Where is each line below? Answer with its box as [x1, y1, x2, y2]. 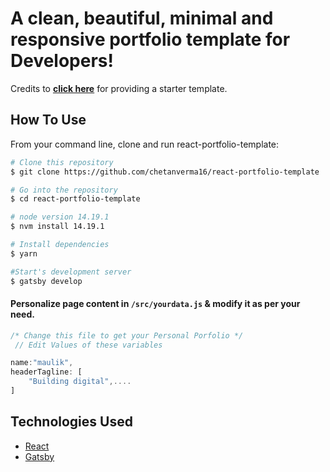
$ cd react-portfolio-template [10, 194, 141, 204]
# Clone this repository [10, 157, 114, 167]
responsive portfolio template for [10, 28, 291, 51]
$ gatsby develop [10, 276, 83, 286]
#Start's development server [10, 267, 132, 277]
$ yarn [10, 248, 38, 259]
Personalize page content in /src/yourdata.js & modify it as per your [10, 298, 301, 310]
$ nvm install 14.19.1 [10, 222, 105, 232]
